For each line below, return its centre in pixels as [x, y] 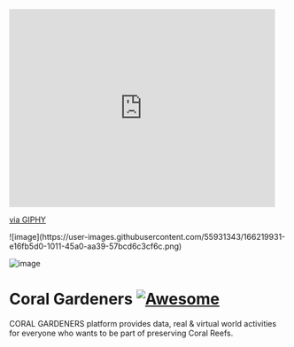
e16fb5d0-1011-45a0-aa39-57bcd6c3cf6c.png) [96, 246]
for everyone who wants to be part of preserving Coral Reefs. [121, 333]
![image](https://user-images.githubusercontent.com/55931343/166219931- [147, 237]
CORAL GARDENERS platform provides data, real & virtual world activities [143, 323]
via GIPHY [28, 220]
